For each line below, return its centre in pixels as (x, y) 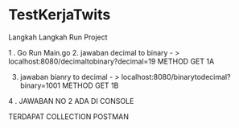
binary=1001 (40, 85)
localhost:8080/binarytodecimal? (176, 76)
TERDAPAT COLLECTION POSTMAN (68, 116)
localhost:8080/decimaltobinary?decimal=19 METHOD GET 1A (111, 61)
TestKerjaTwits (60, 15)
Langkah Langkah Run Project (58, 37)
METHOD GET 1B (90, 85)
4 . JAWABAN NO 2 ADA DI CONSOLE (71, 101)
